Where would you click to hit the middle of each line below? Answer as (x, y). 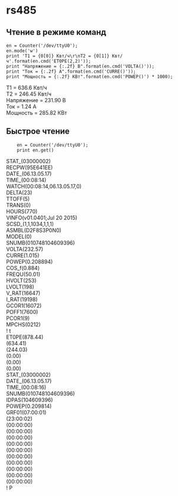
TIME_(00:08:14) (26, 180)
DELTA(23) (19, 192)
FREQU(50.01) (23, 274)
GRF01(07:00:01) (26, 412)
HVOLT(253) (21, 280)
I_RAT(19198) (22, 299)
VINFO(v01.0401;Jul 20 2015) (42, 218)
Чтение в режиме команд (56, 32)
